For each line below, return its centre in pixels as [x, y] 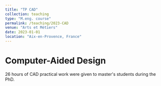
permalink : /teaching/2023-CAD [37, 23]
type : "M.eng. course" [28, 18]
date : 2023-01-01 [23, 32]
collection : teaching [27, 14]
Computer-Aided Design [56, 61]
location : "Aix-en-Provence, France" [43, 37]
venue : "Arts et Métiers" [31, 28]
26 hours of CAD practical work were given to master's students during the [80, 74]
